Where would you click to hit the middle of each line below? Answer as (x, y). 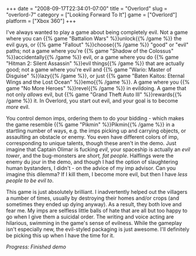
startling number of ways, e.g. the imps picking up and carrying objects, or (96, 131)
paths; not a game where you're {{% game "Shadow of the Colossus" (90, 51)
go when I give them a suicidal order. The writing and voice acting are (90, 217)
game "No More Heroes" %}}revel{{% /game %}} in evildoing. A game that (96, 88)
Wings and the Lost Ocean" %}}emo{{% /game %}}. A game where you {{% (98, 82)
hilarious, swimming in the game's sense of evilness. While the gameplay (94, 223)
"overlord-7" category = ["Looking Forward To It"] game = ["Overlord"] (92, 15)
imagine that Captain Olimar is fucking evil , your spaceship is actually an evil (98, 149)
